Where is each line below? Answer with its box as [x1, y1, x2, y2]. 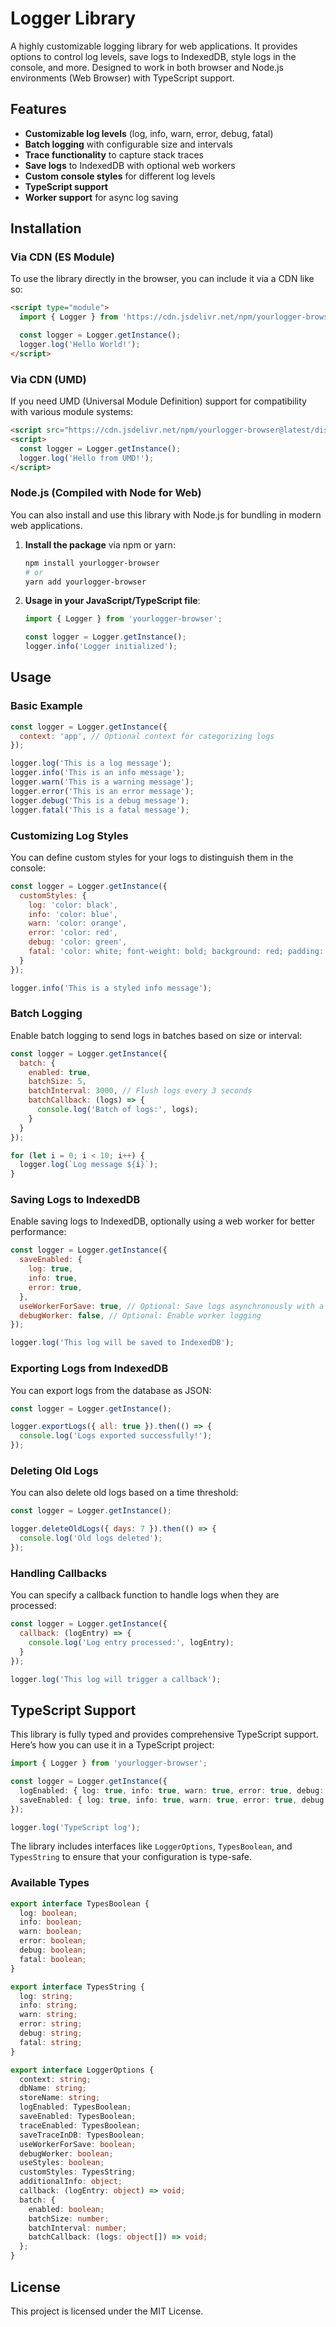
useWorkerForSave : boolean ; [19, 2139, 137, 2149]
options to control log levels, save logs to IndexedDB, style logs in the [10, 50, 297, 62]
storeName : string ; [19, 2093, 101, 2103]
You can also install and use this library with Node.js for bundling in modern [10, 508, 322, 521]
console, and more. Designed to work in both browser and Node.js [10, 61, 284, 73]
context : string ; [19, 2074, 92, 2084]
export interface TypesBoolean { [10, 1898, 150, 1909]
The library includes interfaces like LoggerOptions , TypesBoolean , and [10, 1840, 293, 1852]
